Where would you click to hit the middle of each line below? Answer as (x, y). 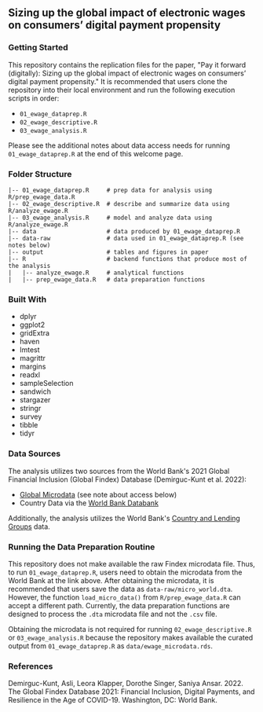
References (31, 666)
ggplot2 (32, 325)
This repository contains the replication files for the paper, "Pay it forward (127, 64)
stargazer (35, 400)
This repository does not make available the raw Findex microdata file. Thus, (131, 563)
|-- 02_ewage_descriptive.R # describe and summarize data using (119, 204)
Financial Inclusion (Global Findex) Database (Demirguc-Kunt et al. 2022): (128, 479)
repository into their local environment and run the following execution (122, 90)
